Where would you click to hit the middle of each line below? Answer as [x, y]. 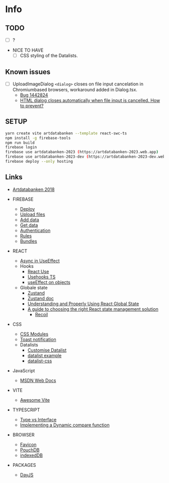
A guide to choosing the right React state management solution [93, 309]
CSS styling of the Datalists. [49, 56]
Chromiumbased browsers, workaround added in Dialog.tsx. [75, 90]
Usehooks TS [41, 277]
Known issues [28, 72]
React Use [38, 271]
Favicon [28, 444]
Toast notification [38, 339]
